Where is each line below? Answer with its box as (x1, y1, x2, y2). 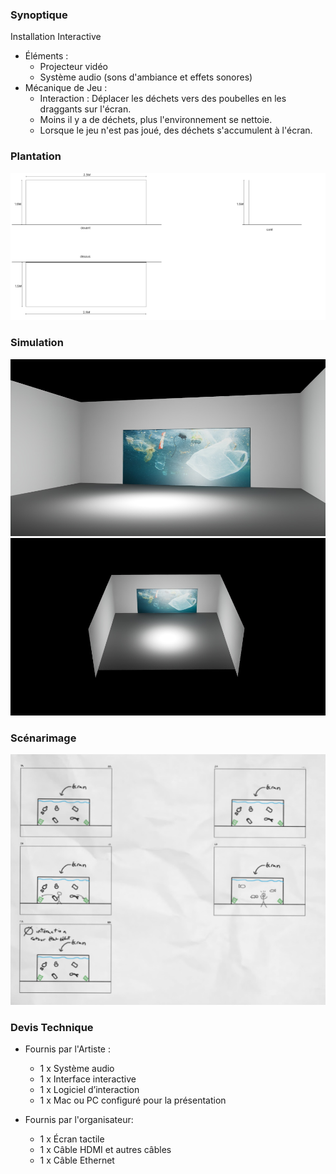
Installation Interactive (10, 31, 102, 43)
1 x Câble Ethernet (39, 1154, 115, 1167)
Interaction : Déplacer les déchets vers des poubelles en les (39, 93, 287, 105)
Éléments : (24, 50, 69, 62)
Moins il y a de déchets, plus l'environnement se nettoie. (39, 114, 273, 126)
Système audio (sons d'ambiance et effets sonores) (39, 71, 253, 83)
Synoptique (10, 8, 68, 22)
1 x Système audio (39, 1063, 115, 1075)
